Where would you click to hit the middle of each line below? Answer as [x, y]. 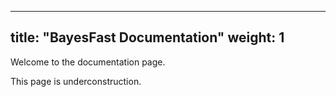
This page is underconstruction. [76, 81]
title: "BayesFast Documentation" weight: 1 [147, 37]
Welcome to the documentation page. [88, 62]
